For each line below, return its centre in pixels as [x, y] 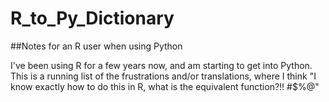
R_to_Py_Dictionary [92, 18]
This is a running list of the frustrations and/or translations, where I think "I [163, 76]
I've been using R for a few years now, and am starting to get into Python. [161, 65]
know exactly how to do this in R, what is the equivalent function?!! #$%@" [165, 86]
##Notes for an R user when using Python [96, 46]
